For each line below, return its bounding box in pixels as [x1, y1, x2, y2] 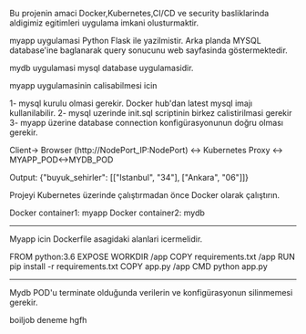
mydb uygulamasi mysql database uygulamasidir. [9, 63, 194, 73]
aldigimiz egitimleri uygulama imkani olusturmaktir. [9, 17, 199, 28]
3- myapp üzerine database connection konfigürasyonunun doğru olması [9, 118, 284, 128]
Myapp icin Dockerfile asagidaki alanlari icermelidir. [9, 234, 203, 245]
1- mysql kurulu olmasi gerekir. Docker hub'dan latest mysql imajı [9, 98, 253, 109]
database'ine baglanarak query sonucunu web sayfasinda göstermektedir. [9, 45, 289, 56]
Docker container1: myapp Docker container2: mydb [9, 207, 205, 218]
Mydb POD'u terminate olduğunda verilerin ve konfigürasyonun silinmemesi [9, 287, 293, 297]
